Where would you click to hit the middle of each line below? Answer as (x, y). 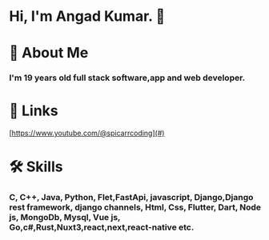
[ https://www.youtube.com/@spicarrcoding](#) (87, 133)
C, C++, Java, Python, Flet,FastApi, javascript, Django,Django (131, 198)
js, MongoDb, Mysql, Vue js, (65, 218)
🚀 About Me (49, 53)
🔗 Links (34, 111)
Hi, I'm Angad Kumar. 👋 (87, 16)
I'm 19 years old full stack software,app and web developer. (127, 78)
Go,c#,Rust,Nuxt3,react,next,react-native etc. (102, 227)
